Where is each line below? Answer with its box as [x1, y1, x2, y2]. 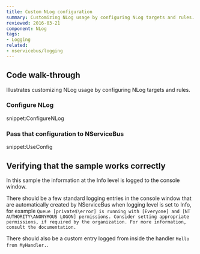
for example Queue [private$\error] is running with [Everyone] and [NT [6, 207, 191, 214]
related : [6, 43, 28, 49]
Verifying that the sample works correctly [6, 160, 166, 171]
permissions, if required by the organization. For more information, [6, 219, 187, 225]
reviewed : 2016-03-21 [6, 20, 61, 26]
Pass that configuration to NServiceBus [6, 130, 124, 138]
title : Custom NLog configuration [6, 8, 93, 15]
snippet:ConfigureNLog [6, 115, 64, 122]
